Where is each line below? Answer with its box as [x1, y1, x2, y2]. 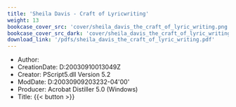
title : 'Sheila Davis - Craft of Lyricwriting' [7, 10, 150, 17]
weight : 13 [7, 17, 39, 24]
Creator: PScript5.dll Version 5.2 [17, 71, 111, 79]
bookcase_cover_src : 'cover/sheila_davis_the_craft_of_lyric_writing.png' [7, 23, 231, 30]
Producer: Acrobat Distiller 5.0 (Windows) [17, 85, 138, 94]
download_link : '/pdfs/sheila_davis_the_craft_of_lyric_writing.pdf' [7, 36, 216, 43]
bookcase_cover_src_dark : [7, 29, 83, 37]
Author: [17, 55, 40, 64]
